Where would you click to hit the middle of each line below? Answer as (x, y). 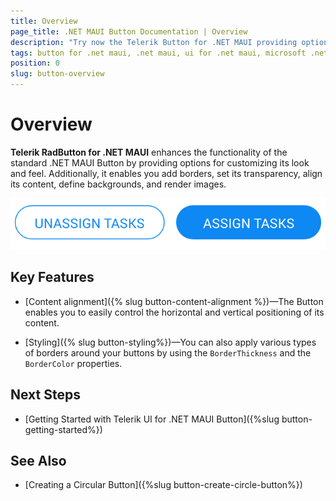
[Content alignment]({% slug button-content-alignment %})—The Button (174, 301)
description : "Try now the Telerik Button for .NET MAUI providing (154, 42)
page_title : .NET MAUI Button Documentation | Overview (129, 31)
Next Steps (45, 395)
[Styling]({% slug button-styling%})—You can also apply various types (170, 342)
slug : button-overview (57, 74)
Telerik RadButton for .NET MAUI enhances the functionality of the (149, 152)
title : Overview (44, 21)
